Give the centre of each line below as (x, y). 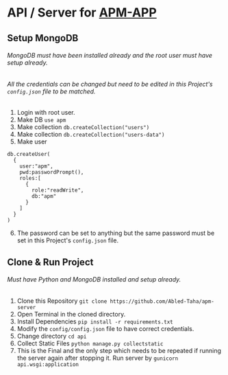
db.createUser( (29, 155)
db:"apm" (44, 196)
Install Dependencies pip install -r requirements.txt (95, 321)
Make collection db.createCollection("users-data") (91, 135)
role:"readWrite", (58, 190)
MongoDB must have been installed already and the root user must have (110, 56)
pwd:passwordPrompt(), (52, 172)
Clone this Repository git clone (62, 301)
